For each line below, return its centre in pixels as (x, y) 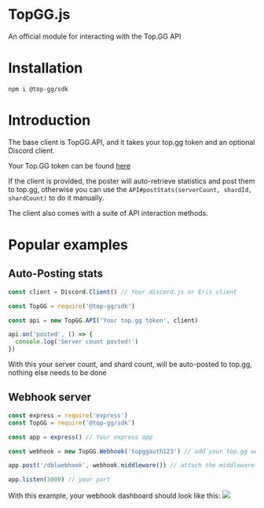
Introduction (49, 121)
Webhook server (50, 397)
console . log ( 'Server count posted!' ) (77, 342)
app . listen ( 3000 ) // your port (59, 480)
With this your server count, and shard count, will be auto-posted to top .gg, (130, 365)
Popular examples (68, 245)
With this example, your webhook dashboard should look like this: (114, 496)
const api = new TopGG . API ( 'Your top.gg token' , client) (103, 321)
